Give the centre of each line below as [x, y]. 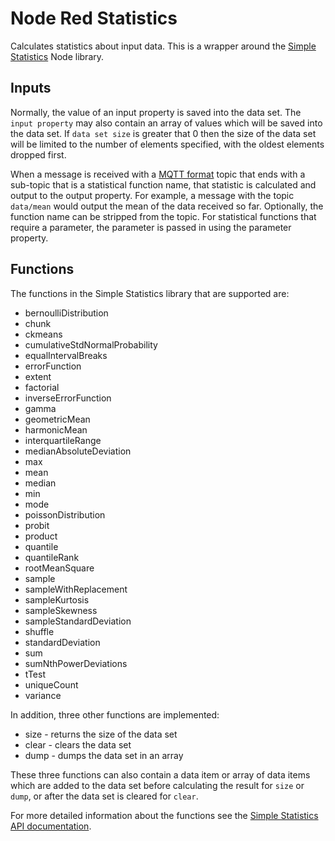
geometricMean [57, 419]
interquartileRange [63, 440]
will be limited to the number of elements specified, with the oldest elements [167, 144]
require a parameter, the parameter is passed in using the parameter [151, 227]
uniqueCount [51, 684]
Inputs [31, 88]
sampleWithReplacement [76, 589]
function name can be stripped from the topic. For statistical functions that [163, 216]
